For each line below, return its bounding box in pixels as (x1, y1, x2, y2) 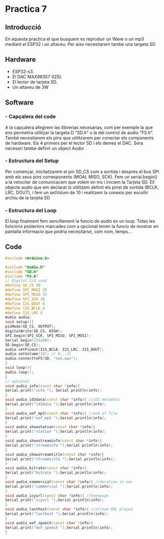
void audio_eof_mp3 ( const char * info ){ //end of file (5, 411, 118, 416)
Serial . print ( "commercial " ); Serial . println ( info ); (5, 484, 113, 489)
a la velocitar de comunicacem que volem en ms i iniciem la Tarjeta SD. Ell (5, 179, 155, 185)
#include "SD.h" (5, 269, 38, 274)
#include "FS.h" (5, 274, 38, 279)
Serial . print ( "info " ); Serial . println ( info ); (5, 388, 102, 393)
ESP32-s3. (12, 68, 34, 74)
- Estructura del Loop (5, 207, 57, 214)
